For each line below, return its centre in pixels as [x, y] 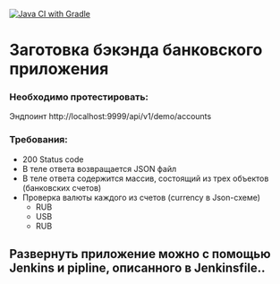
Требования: [39, 140]
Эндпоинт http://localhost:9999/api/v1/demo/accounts [110, 116]
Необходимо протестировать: [79, 97]
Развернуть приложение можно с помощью [140, 254]
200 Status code [53, 159]
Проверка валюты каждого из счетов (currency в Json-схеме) [141, 197]
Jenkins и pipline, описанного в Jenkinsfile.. [137, 268]
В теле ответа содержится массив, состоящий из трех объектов [145, 178]
